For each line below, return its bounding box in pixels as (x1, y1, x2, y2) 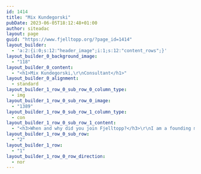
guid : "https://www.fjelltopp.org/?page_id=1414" (6, 36, 133, 42)
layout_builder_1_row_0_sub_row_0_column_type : (6, 87, 127, 93)
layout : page (6, 31, 39, 37)
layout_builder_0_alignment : (6, 75, 79, 81)
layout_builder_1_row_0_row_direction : (6, 153, 106, 159)
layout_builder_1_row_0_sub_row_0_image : (6, 97, 111, 103)
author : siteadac (6, 25, 50, 32)
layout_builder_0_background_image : (6, 53, 98, 59)
